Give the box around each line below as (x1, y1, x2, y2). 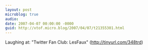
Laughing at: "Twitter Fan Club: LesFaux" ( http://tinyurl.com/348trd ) (5, 39, 144, 45)
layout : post (5, 7, 32, 12)
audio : (5, 16, 19, 21)
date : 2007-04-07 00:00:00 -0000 (5, 21, 74, 26)
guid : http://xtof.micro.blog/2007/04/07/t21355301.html (5, 26, 125, 31)
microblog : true (5, 12, 38, 17)
